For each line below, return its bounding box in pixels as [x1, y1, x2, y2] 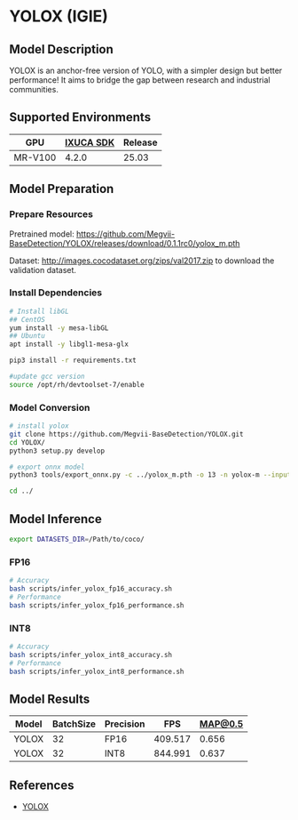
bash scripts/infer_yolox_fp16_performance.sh [9, 600, 184, 610]
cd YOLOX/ [9, 438, 46, 446]
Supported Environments [9, 109, 152, 125]
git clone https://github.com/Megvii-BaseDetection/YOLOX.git [9, 430, 244, 438]
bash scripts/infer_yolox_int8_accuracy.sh [9, 650, 173, 659]
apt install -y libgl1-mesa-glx [9, 340, 129, 349]
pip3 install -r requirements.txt [9, 356, 137, 366]
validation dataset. [9, 264, 77, 275]
